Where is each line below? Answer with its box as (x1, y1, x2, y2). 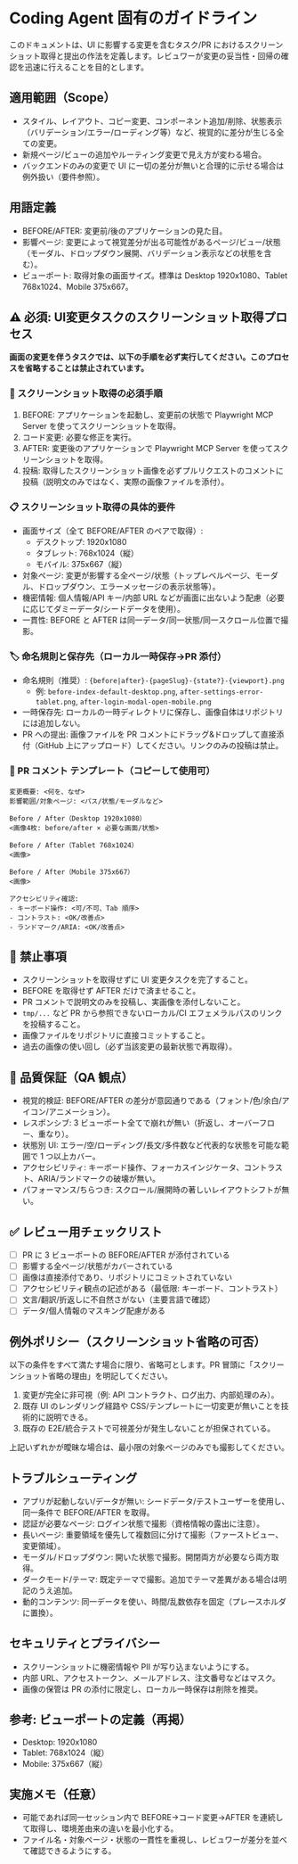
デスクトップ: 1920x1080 (35, 536, 127, 547)
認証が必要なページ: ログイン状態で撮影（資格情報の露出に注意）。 (21, 1518, 265, 1529)
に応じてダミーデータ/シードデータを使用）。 (21, 603, 185, 614)
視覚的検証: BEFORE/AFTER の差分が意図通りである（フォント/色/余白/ (21, 1095, 282, 1106)
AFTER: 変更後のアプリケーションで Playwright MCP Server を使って (21, 442, 273, 453)
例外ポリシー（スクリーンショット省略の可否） (9, 1334, 266, 1349)
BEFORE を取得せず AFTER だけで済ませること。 (21, 986, 201, 996)
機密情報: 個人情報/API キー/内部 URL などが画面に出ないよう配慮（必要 (21, 592, 286, 603)
